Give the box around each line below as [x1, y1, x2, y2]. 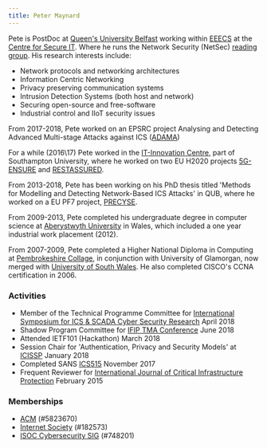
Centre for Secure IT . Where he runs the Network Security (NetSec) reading [8, 41, 257, 52]
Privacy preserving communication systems [19, 83, 164, 92]
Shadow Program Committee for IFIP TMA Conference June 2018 [19, 324, 235, 335]
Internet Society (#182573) [19, 422, 108, 432]
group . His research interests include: [8, 50, 132, 60]
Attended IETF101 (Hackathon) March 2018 [19, 333, 161, 343]
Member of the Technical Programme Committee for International [19, 308, 235, 317]
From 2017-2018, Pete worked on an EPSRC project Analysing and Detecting [8, 124, 259, 133]
